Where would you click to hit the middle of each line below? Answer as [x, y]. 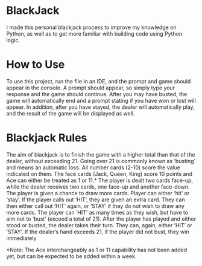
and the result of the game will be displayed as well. [71, 113]
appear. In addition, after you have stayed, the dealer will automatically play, [100, 107]
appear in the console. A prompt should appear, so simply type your [91, 88]
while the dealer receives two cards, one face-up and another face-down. [98, 187]
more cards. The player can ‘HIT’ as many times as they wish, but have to [97, 212]
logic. [13, 40]
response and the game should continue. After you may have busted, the [97, 94]
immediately [21, 238]
